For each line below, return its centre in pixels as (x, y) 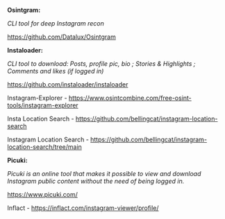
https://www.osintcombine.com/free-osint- (130, 98)
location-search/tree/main (44, 147)
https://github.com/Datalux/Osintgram (61, 37)
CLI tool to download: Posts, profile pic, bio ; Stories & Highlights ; (101, 64)
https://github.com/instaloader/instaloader (68, 85)
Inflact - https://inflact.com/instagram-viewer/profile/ (83, 208)
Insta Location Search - (41, 119)
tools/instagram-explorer (43, 105)
